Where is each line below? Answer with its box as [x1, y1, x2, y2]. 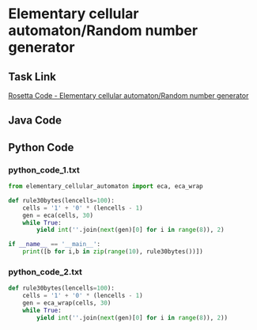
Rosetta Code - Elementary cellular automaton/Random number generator [8, 91, 249, 100]
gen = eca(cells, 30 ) [22, 211, 93, 219]
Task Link [8, 70, 57, 83]
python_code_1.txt [8, 164, 81, 175]
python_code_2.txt [8, 267, 83, 277]
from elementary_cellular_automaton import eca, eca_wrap [8, 183, 203, 191]
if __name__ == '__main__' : [8, 241, 101, 248]
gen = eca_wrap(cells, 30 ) [22, 299, 111, 307]
